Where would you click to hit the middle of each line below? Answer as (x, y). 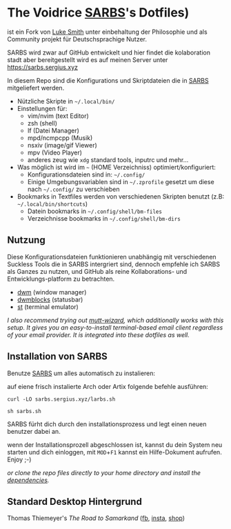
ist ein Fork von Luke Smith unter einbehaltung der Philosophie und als (108, 32)
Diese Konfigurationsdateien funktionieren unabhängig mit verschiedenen (112, 257)
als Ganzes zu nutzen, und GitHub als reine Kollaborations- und (97, 271)
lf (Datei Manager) (53, 130)
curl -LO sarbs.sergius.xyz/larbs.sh (61, 399)
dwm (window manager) (52, 292)
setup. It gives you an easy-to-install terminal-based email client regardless (115, 327)
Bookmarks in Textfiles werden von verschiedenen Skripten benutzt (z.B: (121, 196)
